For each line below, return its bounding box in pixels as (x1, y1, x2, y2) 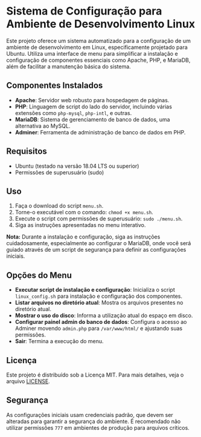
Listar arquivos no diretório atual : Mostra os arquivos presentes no (14, 299, 183, 306)
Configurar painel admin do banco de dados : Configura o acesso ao (14, 318, 187, 326)
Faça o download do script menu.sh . (14, 202, 104, 209)
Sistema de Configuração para (6, 4, 162, 18)
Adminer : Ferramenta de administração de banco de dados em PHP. (14, 128, 186, 136)
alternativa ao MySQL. (14, 122, 71, 130)
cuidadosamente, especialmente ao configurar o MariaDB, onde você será (6, 240, 191, 247)
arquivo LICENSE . (6, 378, 50, 385)
